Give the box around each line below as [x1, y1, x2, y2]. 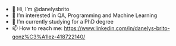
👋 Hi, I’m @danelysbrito [11, 6, 70, 12]
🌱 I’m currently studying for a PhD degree [11, 18, 114, 25]
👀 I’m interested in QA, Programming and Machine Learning [11, 12, 158, 19]
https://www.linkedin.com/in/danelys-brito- [64, 25, 171, 32]
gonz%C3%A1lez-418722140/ [11, 33, 86, 40]
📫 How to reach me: [11, 25, 63, 32]
